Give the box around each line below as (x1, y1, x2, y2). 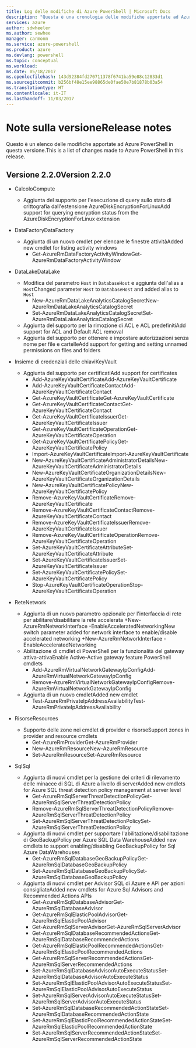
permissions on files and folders (23, 347, 101, 354)
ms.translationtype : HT (6, 85, 64, 91)
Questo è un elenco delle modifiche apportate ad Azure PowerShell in (6, 140, 173, 147)
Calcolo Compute (14, 185, 55, 192)
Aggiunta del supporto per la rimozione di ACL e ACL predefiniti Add (23, 322, 186, 329)
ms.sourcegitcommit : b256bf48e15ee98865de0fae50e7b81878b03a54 (6, 80, 163, 86)
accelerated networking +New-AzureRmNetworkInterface (23, 635, 163, 642)
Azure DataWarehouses (23, 849, 80, 856)
